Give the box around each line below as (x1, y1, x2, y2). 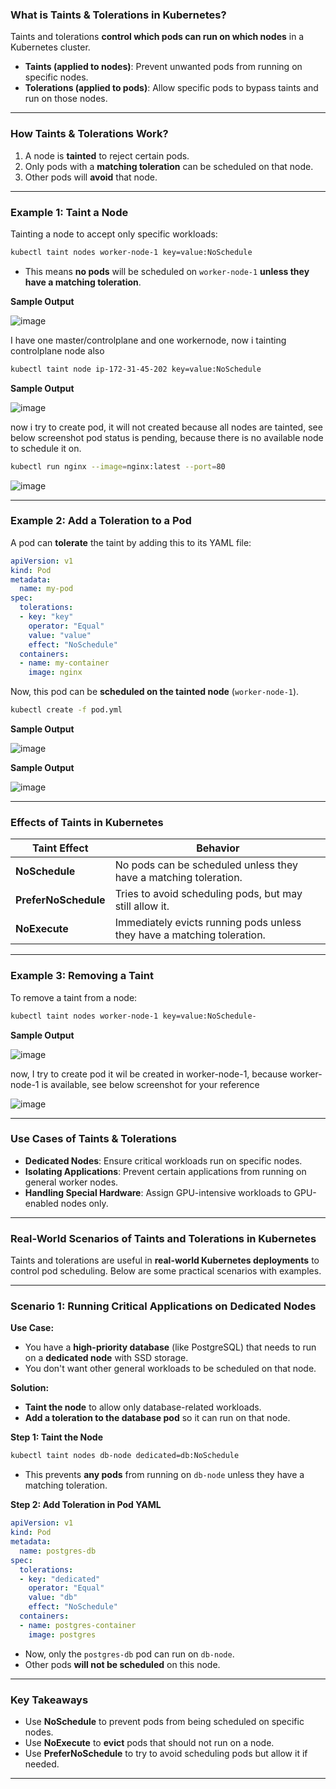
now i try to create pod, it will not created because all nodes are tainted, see (10, 421, 323, 433)
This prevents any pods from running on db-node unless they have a (24, 1469, 305, 1481)
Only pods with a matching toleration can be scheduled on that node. (24, 160, 314, 172)
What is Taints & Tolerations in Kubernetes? (10, 8, 227, 22)
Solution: (10, 1382, 50, 1394)
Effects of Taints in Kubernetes (10, 815, 164, 829)
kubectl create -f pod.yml (10, 705, 123, 715)
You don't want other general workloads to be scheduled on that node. (24, 1363, 317, 1375)
